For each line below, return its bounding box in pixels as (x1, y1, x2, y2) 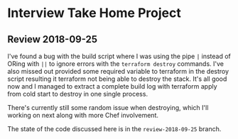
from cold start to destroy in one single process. (7, 90, 148, 98)
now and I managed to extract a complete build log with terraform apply (7, 82, 218, 90)
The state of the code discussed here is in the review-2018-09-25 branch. (7, 125, 222, 133)
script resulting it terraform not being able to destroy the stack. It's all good (7, 74, 227, 83)
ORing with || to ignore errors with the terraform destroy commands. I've (7, 60, 224, 68)
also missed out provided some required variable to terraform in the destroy (7, 67, 229, 75)
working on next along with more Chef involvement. (7, 111, 158, 119)
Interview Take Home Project (7, 5, 181, 21)
